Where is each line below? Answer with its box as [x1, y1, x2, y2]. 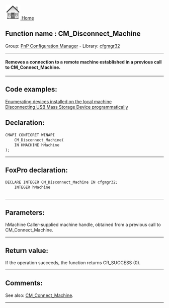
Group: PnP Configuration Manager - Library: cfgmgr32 [5, 43, 120, 49]
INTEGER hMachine [14, 185, 51, 190]
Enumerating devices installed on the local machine [5, 98, 112, 105]
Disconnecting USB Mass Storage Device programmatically [5, 104, 128, 110]
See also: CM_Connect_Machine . [5, 292, 74, 298]
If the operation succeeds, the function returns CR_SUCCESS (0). [5, 260, 141, 266]
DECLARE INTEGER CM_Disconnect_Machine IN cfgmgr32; [5, 180, 118, 185]
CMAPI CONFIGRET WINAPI [5, 132, 55, 137]
